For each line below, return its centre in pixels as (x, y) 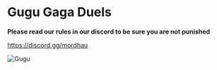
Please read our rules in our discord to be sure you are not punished (109, 31)
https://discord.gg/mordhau (48, 45)
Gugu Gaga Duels (59, 12)
